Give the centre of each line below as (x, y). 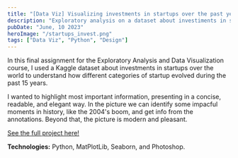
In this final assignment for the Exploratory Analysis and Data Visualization (116, 60)
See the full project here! (44, 133)
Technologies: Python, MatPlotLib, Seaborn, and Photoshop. (96, 147)
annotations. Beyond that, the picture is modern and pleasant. (97, 119)
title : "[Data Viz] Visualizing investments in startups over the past (115, 14)
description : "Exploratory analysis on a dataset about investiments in (117, 21)
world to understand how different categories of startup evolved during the (117, 76)
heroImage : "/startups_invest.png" (60, 34)
